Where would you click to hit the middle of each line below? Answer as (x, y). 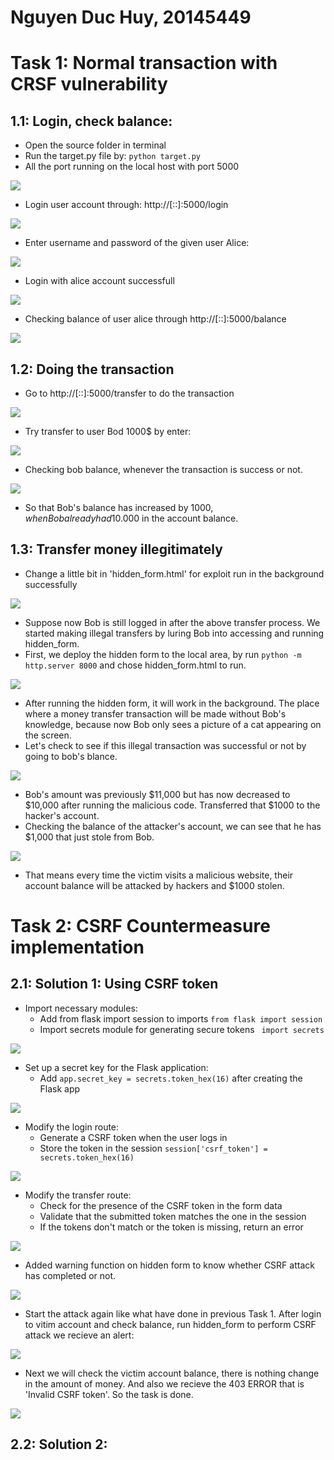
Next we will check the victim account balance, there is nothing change (172, 1373)
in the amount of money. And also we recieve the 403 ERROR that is (164, 1383)
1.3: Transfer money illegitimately (116, 549)
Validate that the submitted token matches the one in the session (173, 1216)
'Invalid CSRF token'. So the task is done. (109, 1394)
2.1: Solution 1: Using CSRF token (114, 984)
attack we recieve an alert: (79, 1335)
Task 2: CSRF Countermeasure (140, 926)
